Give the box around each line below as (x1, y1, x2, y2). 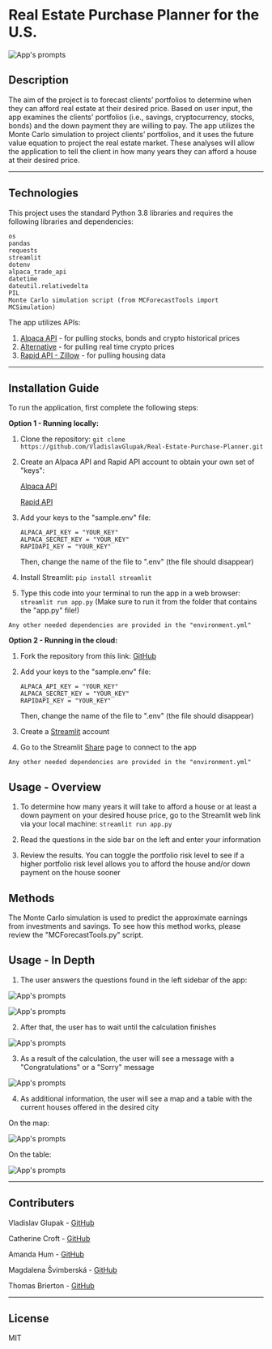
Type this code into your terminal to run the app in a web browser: (19, 588, 241, 598)
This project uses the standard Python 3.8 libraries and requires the (8, 208, 233, 217)
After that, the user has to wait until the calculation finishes (19, 1022, 217, 1032)
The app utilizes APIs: (8, 317, 81, 327)
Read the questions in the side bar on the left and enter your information (19, 835, 261, 844)
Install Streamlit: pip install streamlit (19, 573, 152, 582)
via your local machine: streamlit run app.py (19, 819, 172, 829)
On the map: (8, 1118, 50, 1128)
